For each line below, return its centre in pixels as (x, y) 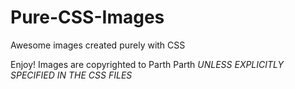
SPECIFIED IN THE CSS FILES (71, 75)
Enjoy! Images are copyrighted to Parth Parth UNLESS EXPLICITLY (147, 64)
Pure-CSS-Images (87, 17)
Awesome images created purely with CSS (98, 45)
